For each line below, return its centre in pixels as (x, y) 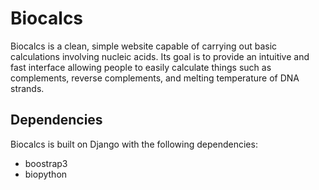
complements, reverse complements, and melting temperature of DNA (155, 78)
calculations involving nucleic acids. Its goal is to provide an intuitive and (160, 56)
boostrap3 (46, 163)
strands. (27, 88)
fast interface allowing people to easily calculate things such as (141, 67)
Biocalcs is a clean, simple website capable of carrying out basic (144, 46)
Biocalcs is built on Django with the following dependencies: (134, 144)
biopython (46, 174)
